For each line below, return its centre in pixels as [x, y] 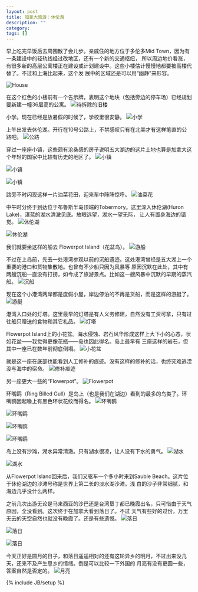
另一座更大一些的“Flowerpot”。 [44, 381]
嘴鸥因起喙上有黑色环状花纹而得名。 [50, 401]
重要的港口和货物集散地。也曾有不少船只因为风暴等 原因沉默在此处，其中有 [97, 267]
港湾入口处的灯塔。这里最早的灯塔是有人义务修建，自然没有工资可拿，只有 [96, 314]
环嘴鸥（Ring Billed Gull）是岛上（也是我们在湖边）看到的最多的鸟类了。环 [97, 394]
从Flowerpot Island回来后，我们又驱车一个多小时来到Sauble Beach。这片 [95, 476]
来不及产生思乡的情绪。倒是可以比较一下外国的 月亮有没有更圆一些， [105, 564]
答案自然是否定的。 [29, 571]
